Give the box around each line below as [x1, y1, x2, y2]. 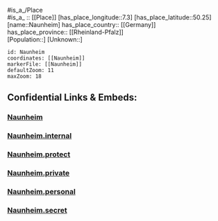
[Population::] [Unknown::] [7, 35, 83, 44]
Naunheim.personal [7, 187, 76, 196]
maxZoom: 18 [7, 73, 42, 80]
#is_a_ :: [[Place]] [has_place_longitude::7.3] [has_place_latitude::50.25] [7, 13, 212, 21]
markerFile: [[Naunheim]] [7, 61, 82, 68]
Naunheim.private [7, 168, 70, 178]
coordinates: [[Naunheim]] [7, 55, 85, 62]
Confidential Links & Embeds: [7, 91, 137, 103]
